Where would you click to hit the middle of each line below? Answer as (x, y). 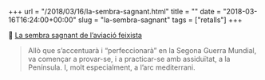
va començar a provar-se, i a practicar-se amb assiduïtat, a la (129, 59)
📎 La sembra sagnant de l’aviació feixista (75, 35)
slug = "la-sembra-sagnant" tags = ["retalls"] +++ (160, 20)
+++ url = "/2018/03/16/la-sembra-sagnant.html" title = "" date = (115, 11)
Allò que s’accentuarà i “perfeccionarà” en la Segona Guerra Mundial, (142, 50)
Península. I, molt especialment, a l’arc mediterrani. (111, 67)
